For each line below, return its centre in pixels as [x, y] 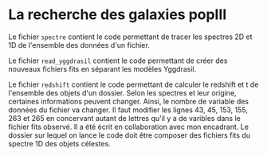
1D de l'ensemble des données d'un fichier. [79, 45]
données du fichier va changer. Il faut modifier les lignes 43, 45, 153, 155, [128, 110]
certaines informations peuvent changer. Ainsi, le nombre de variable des [129, 101]
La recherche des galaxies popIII [118, 15]
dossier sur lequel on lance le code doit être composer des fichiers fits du [130, 135]
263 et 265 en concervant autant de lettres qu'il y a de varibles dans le [124, 118]
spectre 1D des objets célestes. [60, 143]
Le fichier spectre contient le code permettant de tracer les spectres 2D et [130, 37]
